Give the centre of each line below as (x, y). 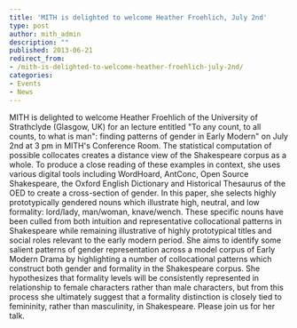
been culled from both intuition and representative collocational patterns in (145, 221)
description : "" (39, 42)
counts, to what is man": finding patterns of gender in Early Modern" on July (148, 136)
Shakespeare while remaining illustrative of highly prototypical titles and (141, 230)
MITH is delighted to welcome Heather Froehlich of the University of (134, 117)
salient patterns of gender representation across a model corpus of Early (142, 249)
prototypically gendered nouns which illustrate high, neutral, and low (134, 202)
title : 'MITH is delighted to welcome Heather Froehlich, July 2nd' (138, 17)
